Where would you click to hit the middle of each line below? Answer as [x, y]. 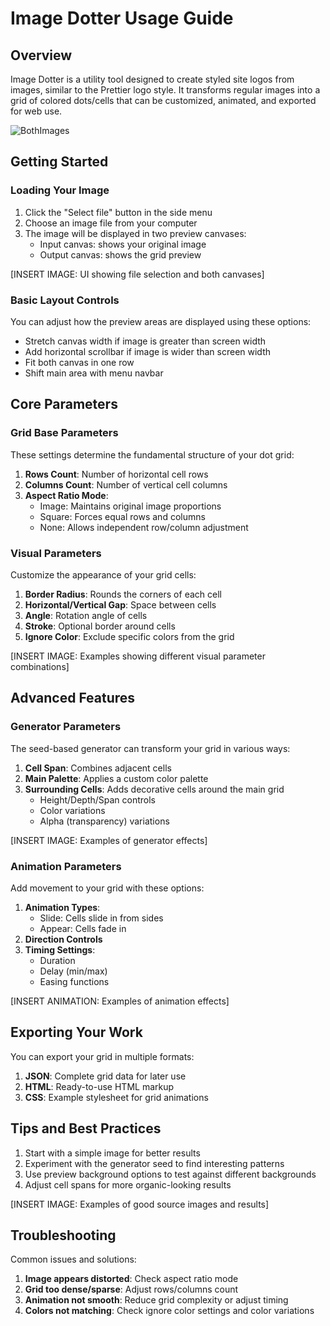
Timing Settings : [60, 949]
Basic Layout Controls [65, 300]
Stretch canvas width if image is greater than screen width [145, 341]
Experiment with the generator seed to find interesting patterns [154, 1163]
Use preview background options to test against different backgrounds [170, 1174]
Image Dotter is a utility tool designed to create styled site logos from [152, 79]
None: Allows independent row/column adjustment [144, 527]
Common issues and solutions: [73, 1259]
